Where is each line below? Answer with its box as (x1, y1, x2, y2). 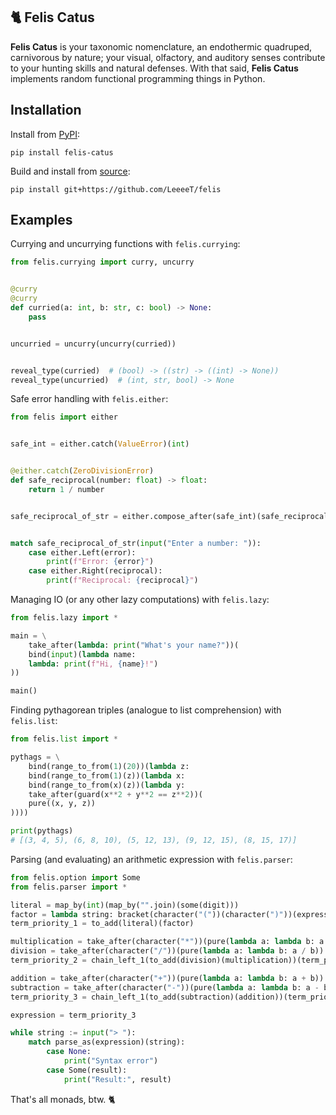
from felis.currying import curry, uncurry (10, 257, 195, 268)
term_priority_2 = (10, 955, 87, 966)
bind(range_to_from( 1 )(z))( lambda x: (28, 770, 186, 781)
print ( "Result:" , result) (63, 1074, 172, 1084)
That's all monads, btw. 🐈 (10, 1093, 116, 1105)
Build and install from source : (10, 165, 131, 177)
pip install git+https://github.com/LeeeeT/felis (10, 184, 222, 194)
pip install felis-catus (10, 147, 114, 158)
